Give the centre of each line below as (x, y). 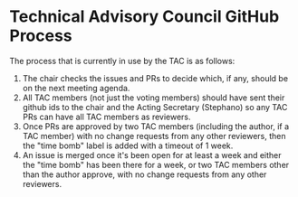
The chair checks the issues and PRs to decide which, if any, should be (155, 78)
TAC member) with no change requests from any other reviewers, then (154, 136)
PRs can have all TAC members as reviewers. (107, 117)
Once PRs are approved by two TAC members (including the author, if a (156, 126)
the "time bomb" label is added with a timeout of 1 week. (128, 145)
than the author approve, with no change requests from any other (144, 174)
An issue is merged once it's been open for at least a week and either (152, 155)
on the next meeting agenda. (76, 88)
